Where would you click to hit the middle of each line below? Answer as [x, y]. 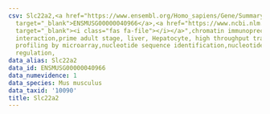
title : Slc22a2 [34, 98]
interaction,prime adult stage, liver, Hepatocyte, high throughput [133, 38]
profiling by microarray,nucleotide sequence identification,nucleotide [140, 46]
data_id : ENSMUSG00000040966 [57, 68]
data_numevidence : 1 [43, 75]
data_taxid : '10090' [43, 90]
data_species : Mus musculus [55, 83]
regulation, [36, 53]
